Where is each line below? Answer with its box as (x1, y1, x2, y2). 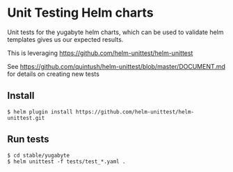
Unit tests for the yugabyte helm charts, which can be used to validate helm (7, 28, 224, 36)
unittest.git (7, 114, 45, 121)
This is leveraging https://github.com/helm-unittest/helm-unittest (7, 49, 193, 57)
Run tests (7, 134, 49, 146)
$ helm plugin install (7, 108, 73, 116)
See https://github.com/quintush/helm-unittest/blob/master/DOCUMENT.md (7, 62, 226, 70)
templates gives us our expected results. (7, 35, 124, 43)
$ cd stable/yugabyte (7, 152, 70, 159)
